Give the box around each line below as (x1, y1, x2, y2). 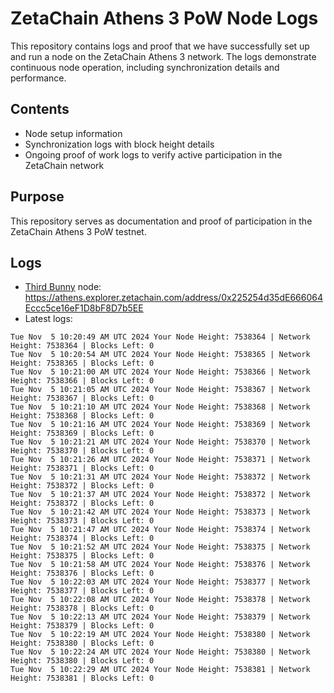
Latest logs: (24, 313, 73, 325)
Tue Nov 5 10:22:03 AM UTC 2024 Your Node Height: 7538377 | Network (10, 577, 311, 587)
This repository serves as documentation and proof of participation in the (10, 215, 313, 227)
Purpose (10, 188, 65, 206)
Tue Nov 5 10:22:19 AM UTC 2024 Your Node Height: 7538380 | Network (10, 630, 311, 640)
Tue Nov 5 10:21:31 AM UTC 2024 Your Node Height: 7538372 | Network (10, 472, 311, 482)
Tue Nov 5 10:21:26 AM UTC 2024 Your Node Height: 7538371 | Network (10, 455, 311, 465)
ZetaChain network (24, 159, 105, 171)
